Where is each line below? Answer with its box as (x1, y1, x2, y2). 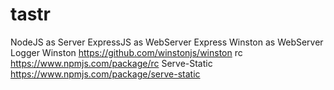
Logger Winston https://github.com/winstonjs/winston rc (10, 46, 243, 58)
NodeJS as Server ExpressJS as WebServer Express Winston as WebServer (10, 36, 324, 48)
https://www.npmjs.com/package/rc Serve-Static (10, 57, 213, 69)
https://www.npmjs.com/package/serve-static (10, 68, 201, 80)
